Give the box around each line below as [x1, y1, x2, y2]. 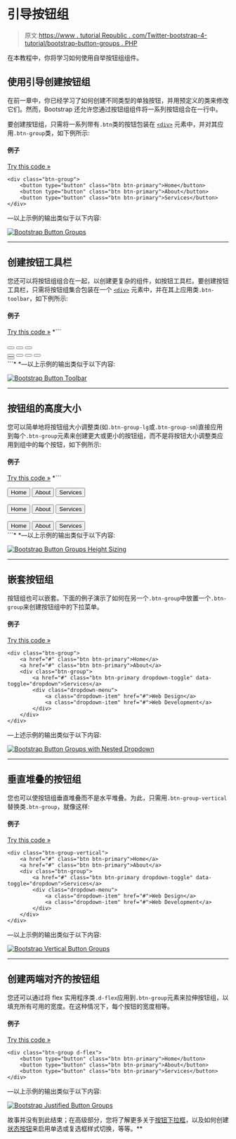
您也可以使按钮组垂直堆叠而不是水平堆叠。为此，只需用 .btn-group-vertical [7, 793, 228, 802]
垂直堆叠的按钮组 [7, 774, 81, 786]
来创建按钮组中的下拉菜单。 [22, 603, 103, 611]
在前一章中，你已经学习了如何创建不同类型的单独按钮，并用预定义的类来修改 [7, 96, 229, 104]
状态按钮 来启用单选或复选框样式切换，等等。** [7, 1124, 143, 1133]
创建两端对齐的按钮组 [7, 973, 100, 986]
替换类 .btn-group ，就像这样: [7, 802, 90, 810]
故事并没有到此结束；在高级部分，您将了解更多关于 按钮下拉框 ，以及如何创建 [7, 1116, 229, 1124]
